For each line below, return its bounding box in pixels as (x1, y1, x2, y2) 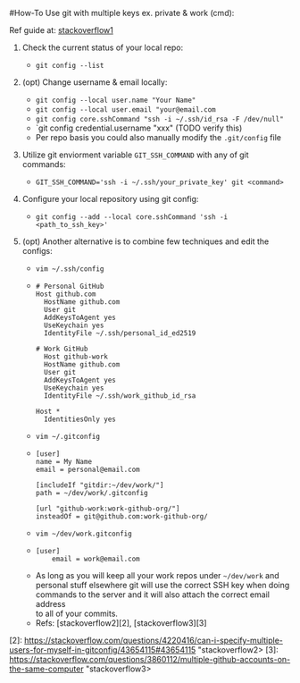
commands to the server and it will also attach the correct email (35, 589, 271, 600)
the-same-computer (9, 663, 84, 674)
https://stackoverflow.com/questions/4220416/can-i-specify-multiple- (23, 635, 284, 645)
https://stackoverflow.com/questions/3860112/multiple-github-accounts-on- (9, 654, 291, 664)
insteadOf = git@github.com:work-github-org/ (35, 512, 208, 521)
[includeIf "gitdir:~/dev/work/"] (35, 481, 164, 490)
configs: (21, 246, 54, 256)
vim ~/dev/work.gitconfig (35, 529, 132, 538)
